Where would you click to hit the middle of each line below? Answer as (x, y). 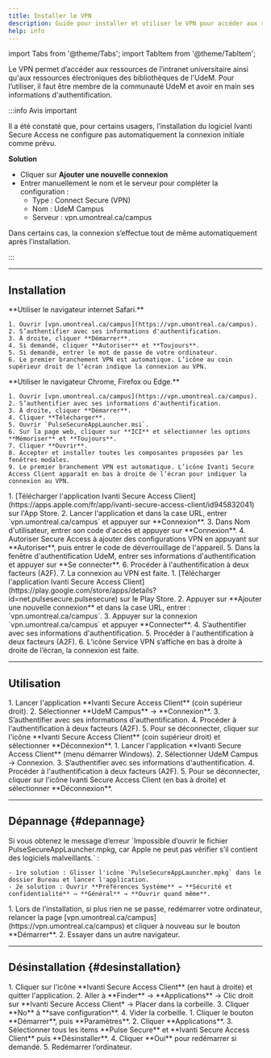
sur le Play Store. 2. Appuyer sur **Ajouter (191, 599)
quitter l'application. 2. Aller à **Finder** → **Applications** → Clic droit (131, 995)
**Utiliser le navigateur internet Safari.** (76, 310)
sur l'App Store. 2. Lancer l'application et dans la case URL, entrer (118, 514)
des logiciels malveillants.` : (54, 858)
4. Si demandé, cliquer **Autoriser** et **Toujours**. (104, 346)
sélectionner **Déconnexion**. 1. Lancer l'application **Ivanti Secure (125, 746)
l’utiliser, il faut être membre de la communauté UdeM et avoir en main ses (131, 86)
